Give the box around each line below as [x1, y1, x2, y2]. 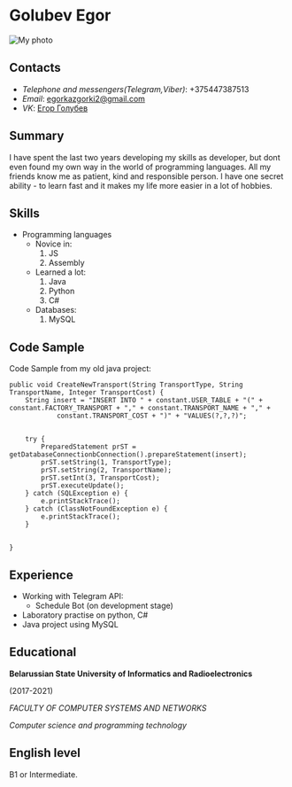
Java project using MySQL [21, 619, 119, 629]
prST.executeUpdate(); [41, 481, 125, 490]
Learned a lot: [35, 267, 87, 277]
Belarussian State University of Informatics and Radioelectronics [9, 668, 253, 679]
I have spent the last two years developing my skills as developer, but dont [9, 152, 280, 162]
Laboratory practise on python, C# [21, 610, 149, 620]
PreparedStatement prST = [41, 442, 137, 452]
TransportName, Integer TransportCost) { [9, 388, 165, 397]
